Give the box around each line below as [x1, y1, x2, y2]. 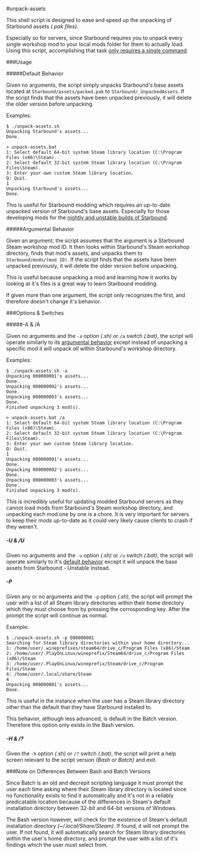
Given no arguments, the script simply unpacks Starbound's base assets [6, 81, 184, 88]
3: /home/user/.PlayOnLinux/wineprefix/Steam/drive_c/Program [6, 660, 163, 667]
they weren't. [6, 523, 39, 530]
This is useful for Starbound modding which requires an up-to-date [6, 201, 170, 208]
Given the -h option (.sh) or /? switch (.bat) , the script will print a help [6, 749, 176, 757]
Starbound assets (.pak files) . [6, 23, 79, 30]
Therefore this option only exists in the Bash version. [6, 721, 135, 728]
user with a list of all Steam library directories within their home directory [6, 599, 184, 606]
